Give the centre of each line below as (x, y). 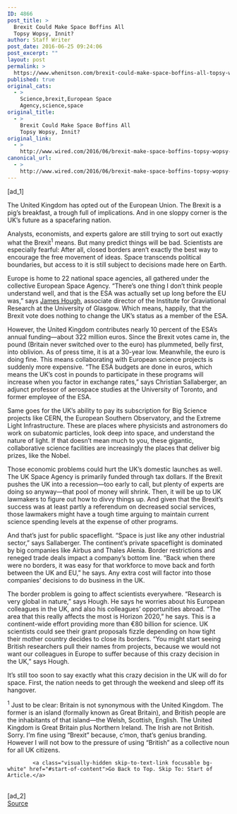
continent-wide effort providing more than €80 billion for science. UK (108, 624)
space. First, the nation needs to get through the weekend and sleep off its (116, 683)
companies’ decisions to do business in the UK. (76, 581)
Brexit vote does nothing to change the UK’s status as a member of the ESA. (118, 316)
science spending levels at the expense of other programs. (93, 522)
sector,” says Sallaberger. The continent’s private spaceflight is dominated (115, 543)
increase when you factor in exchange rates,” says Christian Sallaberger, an (117, 382)
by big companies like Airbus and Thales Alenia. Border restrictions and (111, 550)
